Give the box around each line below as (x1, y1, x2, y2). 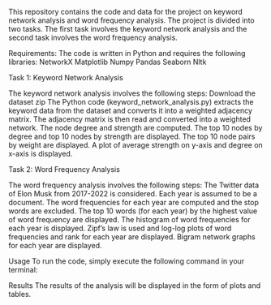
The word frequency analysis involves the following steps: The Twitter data (8, 180, 260, 190)
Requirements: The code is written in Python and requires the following (8, 49, 246, 58)
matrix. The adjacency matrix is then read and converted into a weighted (8, 114, 252, 124)
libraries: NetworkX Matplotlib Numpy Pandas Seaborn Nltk (8, 57, 207, 67)
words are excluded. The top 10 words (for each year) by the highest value (8, 206, 258, 216)
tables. (8, 290, 32, 299)
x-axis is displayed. (8, 149, 73, 158)
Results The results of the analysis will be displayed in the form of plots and (8, 281, 261, 290)
